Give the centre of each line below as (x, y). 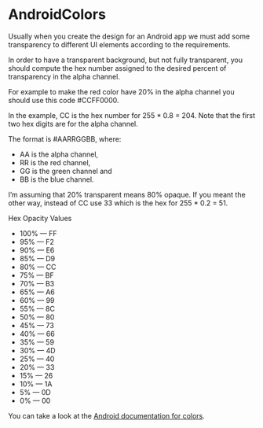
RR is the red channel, (55, 162)
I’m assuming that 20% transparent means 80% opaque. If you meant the (127, 194)
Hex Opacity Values (40, 218)
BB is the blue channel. (57, 179)
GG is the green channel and (66, 171)
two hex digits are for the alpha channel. (73, 124)
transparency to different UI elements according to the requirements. (119, 44)
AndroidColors (57, 15)
